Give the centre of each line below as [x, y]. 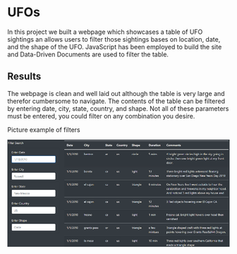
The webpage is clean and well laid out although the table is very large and [116, 93]
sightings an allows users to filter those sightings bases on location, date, [114, 39]
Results [24, 77]
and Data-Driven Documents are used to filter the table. [88, 54]
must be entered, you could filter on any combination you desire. [101, 116]
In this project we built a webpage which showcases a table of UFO [105, 32]
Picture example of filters [44, 129]
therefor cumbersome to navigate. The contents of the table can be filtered [116, 101]
